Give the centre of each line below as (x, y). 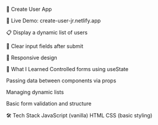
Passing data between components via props (61, 81)
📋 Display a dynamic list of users (47, 32)
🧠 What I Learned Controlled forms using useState (67, 69)
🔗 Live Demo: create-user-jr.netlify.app (54, 20)
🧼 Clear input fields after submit (45, 46)
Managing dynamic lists (35, 92)
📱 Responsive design (32, 57)
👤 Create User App (29, 9)
